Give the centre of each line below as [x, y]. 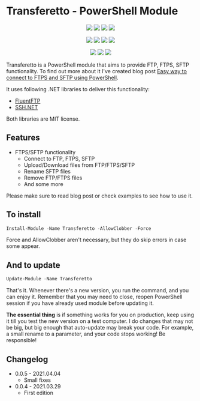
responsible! [22, 340]
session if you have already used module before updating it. [80, 303]
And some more [44, 184]
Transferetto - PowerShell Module [92, 11]
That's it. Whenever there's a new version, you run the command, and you [98, 291]
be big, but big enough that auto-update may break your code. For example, [100, 328]
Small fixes [37, 380]
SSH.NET [26, 107]
